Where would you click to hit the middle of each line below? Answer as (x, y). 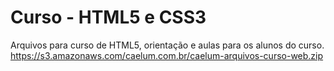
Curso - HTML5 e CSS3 (108, 17)
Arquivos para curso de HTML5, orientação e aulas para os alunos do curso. (167, 45)
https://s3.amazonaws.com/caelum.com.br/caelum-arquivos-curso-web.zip (167, 55)
